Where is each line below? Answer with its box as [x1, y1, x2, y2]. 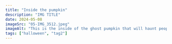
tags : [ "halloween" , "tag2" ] [5, 31, 68, 36]
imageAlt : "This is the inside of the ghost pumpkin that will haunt [5, 26, 157, 31]
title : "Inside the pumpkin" [5, 7, 68, 13]
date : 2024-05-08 [5, 17, 42, 22]
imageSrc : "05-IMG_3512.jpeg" [5, 21, 70, 27]
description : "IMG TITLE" [5, 12, 60, 17]
